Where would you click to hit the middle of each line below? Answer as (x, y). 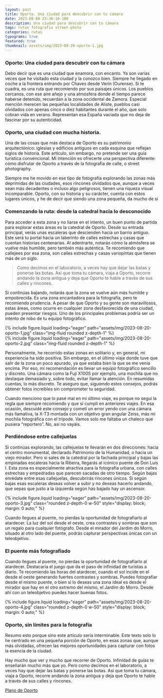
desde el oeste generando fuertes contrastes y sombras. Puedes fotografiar (81, 577)
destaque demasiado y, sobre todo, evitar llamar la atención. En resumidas (80, 378)
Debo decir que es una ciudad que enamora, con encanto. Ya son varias (77, 73)
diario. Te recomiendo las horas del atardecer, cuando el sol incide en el (77, 572)
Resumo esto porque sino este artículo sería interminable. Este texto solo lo (81, 635)
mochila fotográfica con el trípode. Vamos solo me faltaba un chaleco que (79, 419)
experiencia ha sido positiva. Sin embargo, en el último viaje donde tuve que (81, 358)
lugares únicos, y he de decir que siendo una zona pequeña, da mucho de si (81, 199)
